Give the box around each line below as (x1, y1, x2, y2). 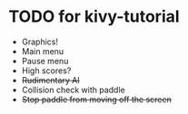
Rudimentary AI (21, 74, 80, 85)
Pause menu (21, 55, 69, 66)
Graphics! (21, 36, 59, 47)
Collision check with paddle (21, 84, 125, 95)
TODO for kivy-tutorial (8, 6, 180, 27)
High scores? (21, 65, 72, 76)
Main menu (21, 45, 64, 56)
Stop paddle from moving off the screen (21, 93, 172, 105)
